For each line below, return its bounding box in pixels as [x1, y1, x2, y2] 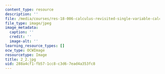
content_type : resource [5, 7, 54, 12]
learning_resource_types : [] [5, 43, 65, 48]
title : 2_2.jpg [5, 57, 36, 62]
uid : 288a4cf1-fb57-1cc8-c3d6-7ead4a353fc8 [5, 61, 96, 66]
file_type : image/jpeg [5, 20, 52, 26]
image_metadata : [5, 25, 38, 30]
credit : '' [9, 35, 32, 39]
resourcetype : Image [5, 52, 48, 57]
